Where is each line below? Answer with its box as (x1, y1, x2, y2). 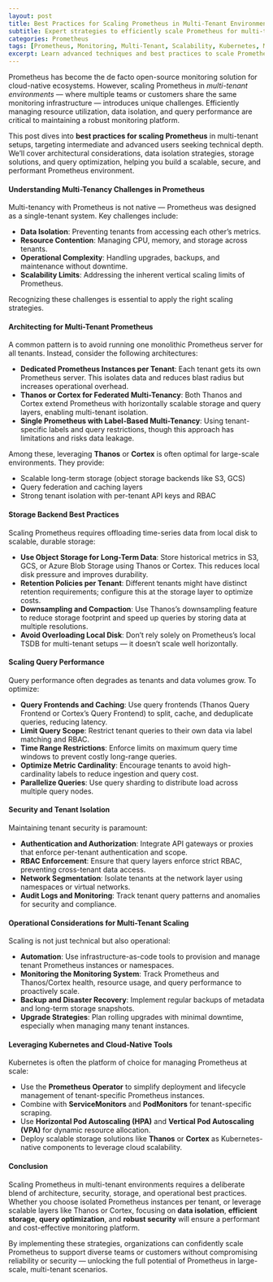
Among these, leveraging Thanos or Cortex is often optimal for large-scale (8, 449, 260, 459)
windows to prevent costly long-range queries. (19, 751, 177, 761)
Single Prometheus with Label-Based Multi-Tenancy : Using (19, 416, 223, 426)
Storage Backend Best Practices (8, 510, 119, 519)
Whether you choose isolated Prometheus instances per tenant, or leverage (8, 1197, 262, 1206)
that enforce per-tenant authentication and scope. (19, 847, 188, 857)
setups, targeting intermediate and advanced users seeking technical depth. (8, 140, 264, 149)
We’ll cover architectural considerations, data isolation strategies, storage (8, 148, 254, 158)
